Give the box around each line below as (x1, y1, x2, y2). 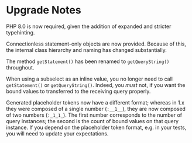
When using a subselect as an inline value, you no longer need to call (6, 75, 173, 82)
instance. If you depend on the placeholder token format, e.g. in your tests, (6, 124, 187, 131)
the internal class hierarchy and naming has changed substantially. (6, 46, 167, 53)
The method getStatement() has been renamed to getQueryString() (6, 58, 170, 65)
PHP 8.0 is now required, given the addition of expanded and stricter (6, 23, 172, 30)
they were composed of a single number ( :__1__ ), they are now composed (6, 105, 186, 112)
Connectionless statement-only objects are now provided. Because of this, (6, 40, 186, 47)
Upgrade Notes (6, 4, 81, 17)
